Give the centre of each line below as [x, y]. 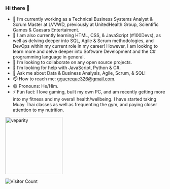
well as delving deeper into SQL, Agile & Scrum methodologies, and [83, 41]
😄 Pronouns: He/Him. [35, 86]
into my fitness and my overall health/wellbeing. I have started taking [84, 99]
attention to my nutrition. [38, 110]
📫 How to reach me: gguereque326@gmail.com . [64, 79]
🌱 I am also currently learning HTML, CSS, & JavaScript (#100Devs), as [87, 36]
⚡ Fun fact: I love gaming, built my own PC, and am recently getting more [89, 92]
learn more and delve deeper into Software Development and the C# [84, 52]
